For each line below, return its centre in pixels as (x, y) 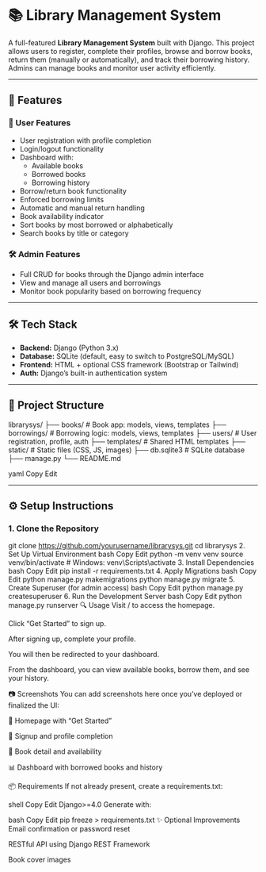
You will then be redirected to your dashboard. (84, 655)
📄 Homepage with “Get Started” (60, 721)
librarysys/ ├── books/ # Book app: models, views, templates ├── (118, 424)
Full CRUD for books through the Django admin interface (112, 274)
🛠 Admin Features (44, 254)
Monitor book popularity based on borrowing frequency (110, 291)
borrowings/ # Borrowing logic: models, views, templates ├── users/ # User (133, 432)
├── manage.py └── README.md (65, 458)
